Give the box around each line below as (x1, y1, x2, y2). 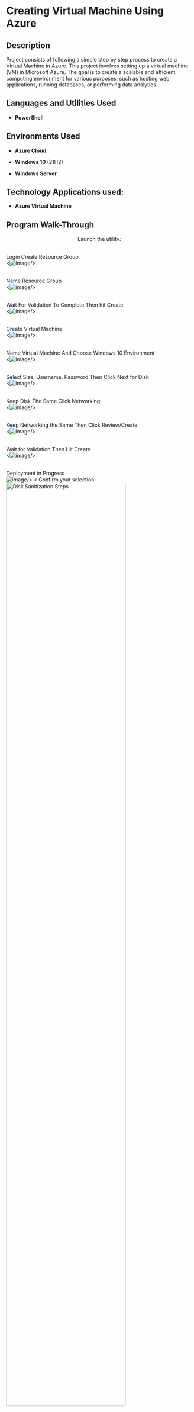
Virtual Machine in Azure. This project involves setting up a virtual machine (6, 62, 189, 69)
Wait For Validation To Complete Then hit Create (6, 301, 124, 308)
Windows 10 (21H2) (14, 158, 63, 165)
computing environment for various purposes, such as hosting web (6, 75, 170, 82)
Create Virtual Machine (6, 326, 63, 333)
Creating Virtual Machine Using (6, 4, 164, 18)
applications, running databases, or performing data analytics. (6, 81, 158, 88)
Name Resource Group (6, 277, 62, 285)
